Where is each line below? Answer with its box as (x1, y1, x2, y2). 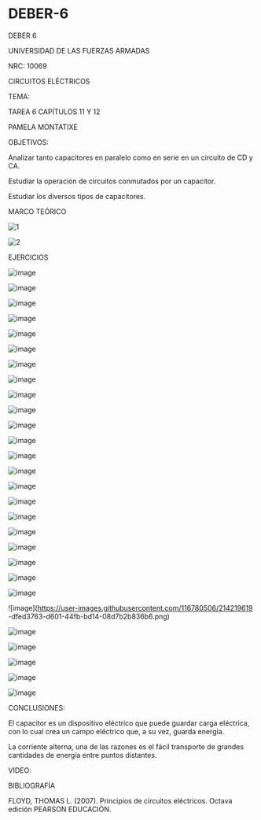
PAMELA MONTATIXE (8, 122, 79, 131)
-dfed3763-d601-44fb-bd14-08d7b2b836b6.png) (8, 611, 171, 621)
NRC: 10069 (8, 61, 47, 71)
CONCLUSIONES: (8, 703, 65, 712)
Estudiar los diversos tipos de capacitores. (8, 191, 146, 201)
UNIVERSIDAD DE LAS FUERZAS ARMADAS (8, 46, 150, 55)
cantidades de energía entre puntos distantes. (8, 750, 157, 759)
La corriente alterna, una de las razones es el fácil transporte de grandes (8, 741, 244, 752)
